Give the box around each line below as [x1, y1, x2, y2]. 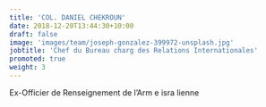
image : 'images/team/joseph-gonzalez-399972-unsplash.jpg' [9, 37, 235, 47]
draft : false [9, 29, 58, 38]
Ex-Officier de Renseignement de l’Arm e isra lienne [9, 86, 200, 98]
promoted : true [9, 54, 66, 63]
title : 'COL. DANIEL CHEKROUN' [9, 12, 126, 22]
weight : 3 [9, 63, 47, 72]
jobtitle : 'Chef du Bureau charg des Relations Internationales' [9, 46, 258, 55]
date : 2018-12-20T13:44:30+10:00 [9, 21, 134, 30]
